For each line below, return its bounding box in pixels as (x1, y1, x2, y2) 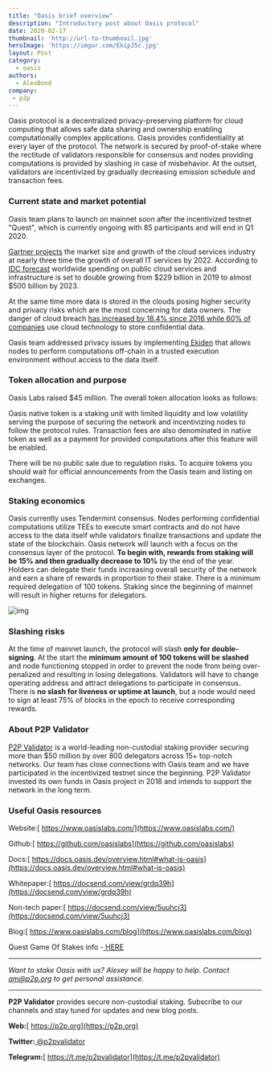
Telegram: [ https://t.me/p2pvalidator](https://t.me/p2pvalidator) (8, 1052, 221, 1062)
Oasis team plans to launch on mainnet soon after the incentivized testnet (8, 214, 252, 223)
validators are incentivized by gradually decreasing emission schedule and (8, 167, 256, 177)
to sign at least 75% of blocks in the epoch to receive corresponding (8, 696, 235, 705)
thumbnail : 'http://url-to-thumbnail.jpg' (8, 34, 153, 43)
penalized (8, 670, 41, 680)
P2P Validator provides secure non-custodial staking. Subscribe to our (8, 997, 243, 1007)
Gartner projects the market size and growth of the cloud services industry (8, 247, 256, 256)
